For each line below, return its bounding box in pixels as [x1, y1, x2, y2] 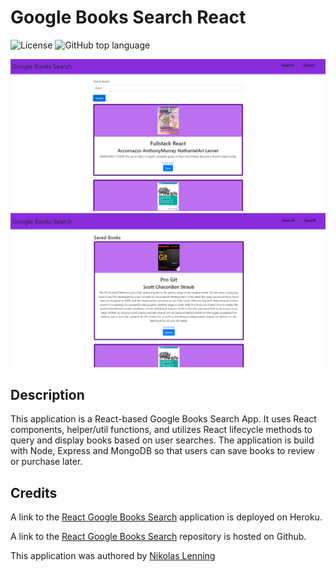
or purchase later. [10, 456, 83, 468]
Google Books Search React [10, 6, 247, 29]
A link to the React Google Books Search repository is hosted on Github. [10, 531, 307, 543]
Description [10, 387, 85, 404]
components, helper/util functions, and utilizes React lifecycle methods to [10, 424, 313, 436]
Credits [10, 484, 58, 501]
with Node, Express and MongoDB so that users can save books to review [10, 445, 316, 457]
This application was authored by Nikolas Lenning [10, 550, 216, 562]
